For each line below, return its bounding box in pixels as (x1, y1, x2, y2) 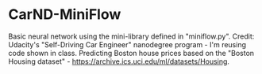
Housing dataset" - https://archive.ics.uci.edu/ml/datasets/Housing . (8, 57, 230, 66)
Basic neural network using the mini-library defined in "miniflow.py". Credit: (8, 31, 255, 41)
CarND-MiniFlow (8, 6, 121, 24)
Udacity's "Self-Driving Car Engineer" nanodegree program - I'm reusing (8, 39, 247, 49)
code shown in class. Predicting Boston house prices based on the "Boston (8, 48, 255, 57)
